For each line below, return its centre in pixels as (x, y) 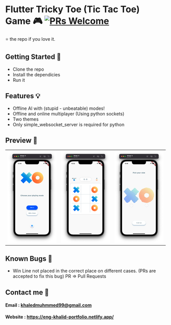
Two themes (26, 119)
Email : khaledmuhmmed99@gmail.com (49, 305)
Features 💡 (23, 96)
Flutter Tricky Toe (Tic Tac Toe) (73, 9)
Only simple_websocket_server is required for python (68, 124)
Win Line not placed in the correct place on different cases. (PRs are (84, 271)
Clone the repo (28, 69)
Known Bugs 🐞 (29, 259)
